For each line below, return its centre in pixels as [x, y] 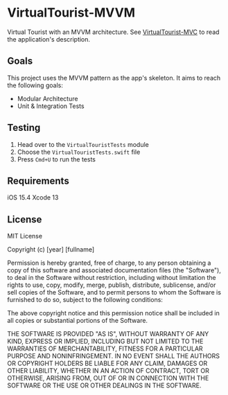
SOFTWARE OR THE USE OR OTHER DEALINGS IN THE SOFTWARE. [104, 385]
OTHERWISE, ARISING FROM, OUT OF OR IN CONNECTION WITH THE [108, 378]
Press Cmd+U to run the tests [56, 159]
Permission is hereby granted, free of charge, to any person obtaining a [109, 263]
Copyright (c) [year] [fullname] [51, 249]
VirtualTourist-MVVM [71, 13]
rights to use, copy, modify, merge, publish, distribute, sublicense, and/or [112, 285]
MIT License [25, 236]
